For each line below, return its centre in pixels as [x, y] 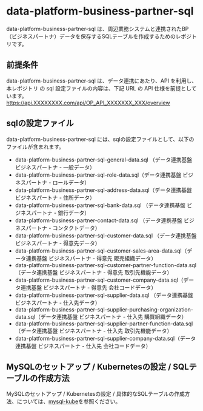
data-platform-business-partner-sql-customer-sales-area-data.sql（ [101, 251]
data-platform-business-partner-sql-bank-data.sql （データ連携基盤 [100, 205]
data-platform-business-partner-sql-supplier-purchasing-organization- [104, 309]
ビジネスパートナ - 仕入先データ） [58, 302]
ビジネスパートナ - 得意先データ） [58, 243]
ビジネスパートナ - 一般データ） [55, 167]
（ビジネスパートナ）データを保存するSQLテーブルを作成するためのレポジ [99, 36]
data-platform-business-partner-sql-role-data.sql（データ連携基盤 [98, 175]
